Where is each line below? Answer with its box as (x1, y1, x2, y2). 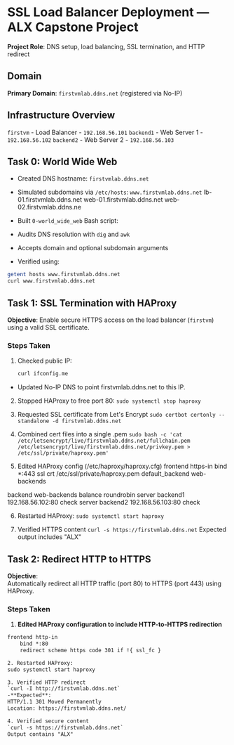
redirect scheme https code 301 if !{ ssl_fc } (20, 647, 161, 654)
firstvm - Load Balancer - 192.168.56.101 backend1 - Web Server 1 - (7, 128, 203, 136)
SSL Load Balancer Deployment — (7, 4, 209, 20)
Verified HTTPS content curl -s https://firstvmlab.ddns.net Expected (17, 525, 226, 534)
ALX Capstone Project (7, 19, 139, 35)
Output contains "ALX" (7, 730, 74, 738)
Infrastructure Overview (7, 110, 116, 122)
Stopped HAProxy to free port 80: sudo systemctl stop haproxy (17, 396, 201, 405)
